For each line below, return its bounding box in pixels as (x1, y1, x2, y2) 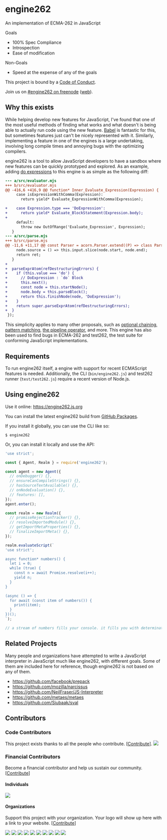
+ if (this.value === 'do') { (5, 271, 75, 276)
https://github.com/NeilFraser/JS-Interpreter (12, 689, 103, 695)
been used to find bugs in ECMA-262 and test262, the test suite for (5, 332, 143, 338)
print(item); (14, 603, 41, 608)
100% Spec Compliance (12, 39, 62, 45)
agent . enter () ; (5, 501, 37, 506)
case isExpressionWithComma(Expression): (16, 192, 103, 197)
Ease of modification (12, 50, 55, 56)
